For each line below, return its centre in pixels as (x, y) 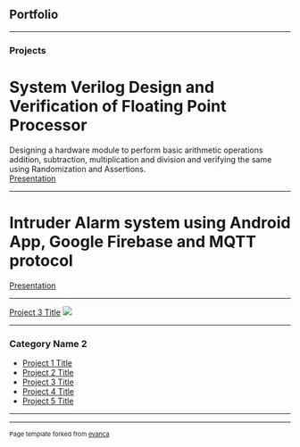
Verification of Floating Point (118, 106)
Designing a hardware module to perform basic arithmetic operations (136, 150)
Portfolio (34, 15)
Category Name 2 (48, 344)
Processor (48, 125)
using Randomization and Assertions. (78, 169)
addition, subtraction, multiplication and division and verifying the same (141, 159)
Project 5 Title (48, 401)
